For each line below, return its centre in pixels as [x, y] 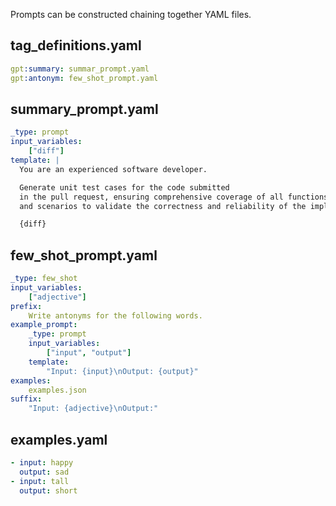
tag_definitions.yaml [76, 45]
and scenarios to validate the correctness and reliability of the [163, 206]
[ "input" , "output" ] [89, 353]
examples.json [57, 390]
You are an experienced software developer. [113, 169]
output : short [48, 490]
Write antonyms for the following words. [115, 315]
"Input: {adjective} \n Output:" [93, 409]
